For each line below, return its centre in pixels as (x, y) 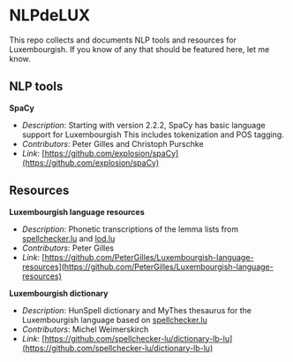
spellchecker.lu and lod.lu (68, 238)
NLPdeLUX (50, 15)
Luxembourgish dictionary (59, 293)
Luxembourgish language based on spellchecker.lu (114, 320)
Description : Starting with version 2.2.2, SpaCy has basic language (144, 125)
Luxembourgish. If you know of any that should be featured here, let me (139, 49)
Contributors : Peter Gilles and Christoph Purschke (113, 143)
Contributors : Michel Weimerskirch (85, 329)
